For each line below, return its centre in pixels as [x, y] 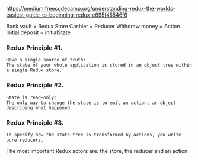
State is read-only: [32, 97]
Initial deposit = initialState [39, 32]
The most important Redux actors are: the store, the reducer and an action [97, 151]
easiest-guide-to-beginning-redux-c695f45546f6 [67, 15]
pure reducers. [25, 140]
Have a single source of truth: [46, 60]
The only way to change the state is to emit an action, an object [91, 103]
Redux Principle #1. [34, 48]
